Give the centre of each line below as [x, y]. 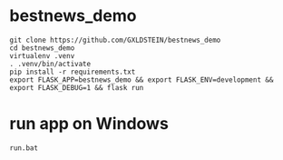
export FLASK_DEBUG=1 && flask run [77, 87]
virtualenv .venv [42, 55]
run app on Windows [89, 124]
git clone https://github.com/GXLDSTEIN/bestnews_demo [115, 40]
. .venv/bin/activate [50, 64]
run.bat [24, 148]
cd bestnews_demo [42, 48]
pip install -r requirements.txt [73, 72]
